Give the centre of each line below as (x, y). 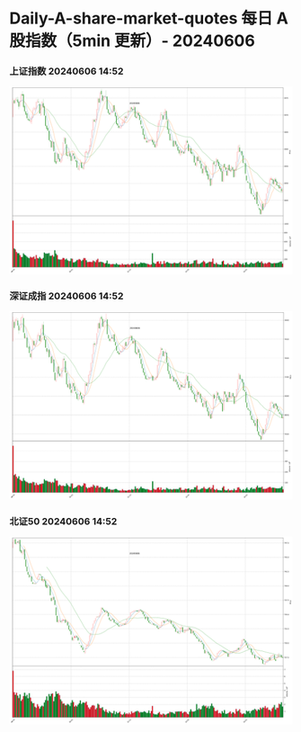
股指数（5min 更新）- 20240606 (133, 41)
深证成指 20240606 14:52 (66, 296)
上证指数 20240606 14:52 (66, 71)
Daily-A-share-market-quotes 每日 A (149, 18)
